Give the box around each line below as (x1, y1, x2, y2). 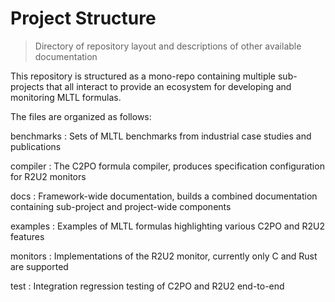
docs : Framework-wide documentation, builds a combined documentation (10, 190, 318, 202)
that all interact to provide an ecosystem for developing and (46, 80, 292, 92)
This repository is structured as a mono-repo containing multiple (10, 70, 277, 82)
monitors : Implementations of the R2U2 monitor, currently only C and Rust (10, 250, 318, 262)
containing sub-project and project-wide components (10, 200, 232, 212)
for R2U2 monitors (10, 170, 87, 182)
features (10, 230, 45, 242)
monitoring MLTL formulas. (10, 91, 122, 103)
